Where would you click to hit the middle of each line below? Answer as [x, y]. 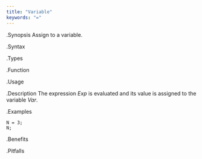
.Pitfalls [15, 151]
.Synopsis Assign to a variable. [44, 34]
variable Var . [22, 100]
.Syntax [16, 47]
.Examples [19, 111]
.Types [14, 58]
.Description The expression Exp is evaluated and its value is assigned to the [101, 93]
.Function [18, 70]
